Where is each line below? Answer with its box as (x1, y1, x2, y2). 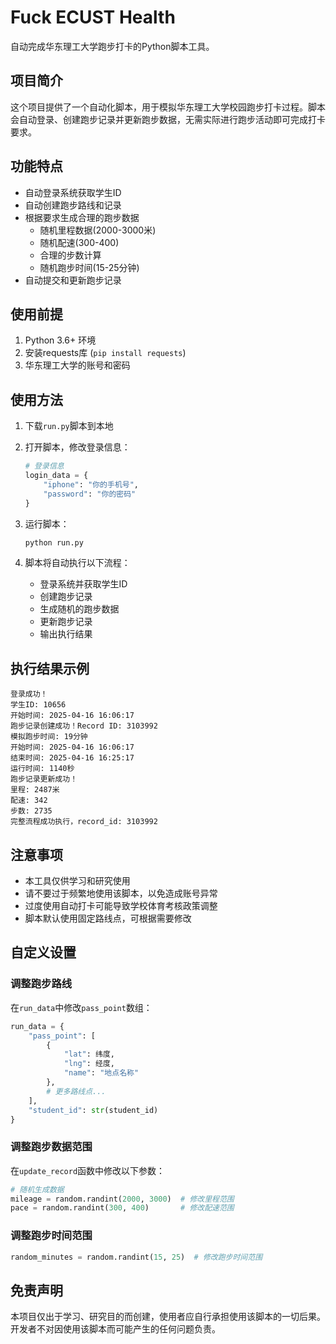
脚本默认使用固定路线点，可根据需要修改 (24, 912, 192, 925)
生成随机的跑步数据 (39, 603, 120, 615)
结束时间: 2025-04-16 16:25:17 (10, 753, 135, 763)
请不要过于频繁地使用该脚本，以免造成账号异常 (24, 887, 218, 900)
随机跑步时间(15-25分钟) (39, 261, 140, 273)
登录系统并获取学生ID (39, 578, 128, 590)
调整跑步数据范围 (10, 1140, 93, 1154)
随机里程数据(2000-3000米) (39, 224, 157, 236)
